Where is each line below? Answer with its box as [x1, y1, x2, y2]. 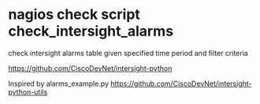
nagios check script [8, 6, 140, 24]
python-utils [8, 87, 48, 96]
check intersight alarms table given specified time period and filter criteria [8, 48, 248, 58]
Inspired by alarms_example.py [8, 79, 109, 88]
